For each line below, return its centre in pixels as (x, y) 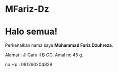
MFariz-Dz (27, 9)
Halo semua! (31, 32)
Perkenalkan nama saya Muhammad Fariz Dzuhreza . (59, 45)
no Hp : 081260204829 (29, 65)
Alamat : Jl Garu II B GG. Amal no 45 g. (44, 55)
